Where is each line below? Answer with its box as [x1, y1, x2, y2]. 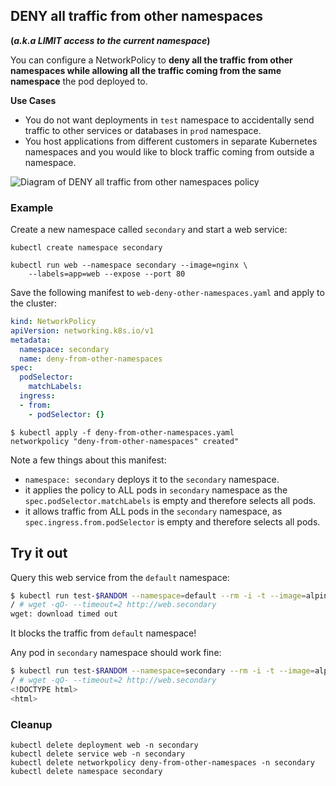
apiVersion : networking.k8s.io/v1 [10, 325, 155, 336]
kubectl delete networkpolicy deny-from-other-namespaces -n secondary [10, 757, 315, 768]
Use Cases [10, 94, 57, 106]
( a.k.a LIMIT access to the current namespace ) [10, 34, 211, 46]
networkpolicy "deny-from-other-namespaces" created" [10, 436, 240, 446]
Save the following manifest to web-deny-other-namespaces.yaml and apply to [10, 287, 325, 299]
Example [10, 200, 54, 214]
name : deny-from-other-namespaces [19, 354, 163, 364]
